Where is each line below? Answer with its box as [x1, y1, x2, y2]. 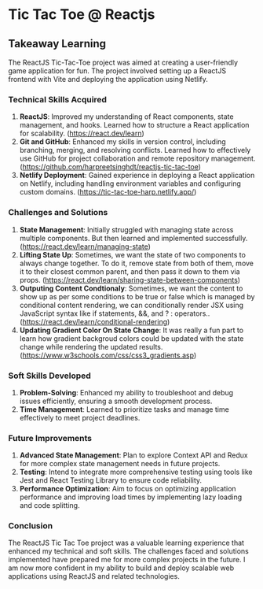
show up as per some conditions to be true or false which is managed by [19, 291, 255, 301]
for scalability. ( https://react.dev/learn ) [19, 128, 145, 139]
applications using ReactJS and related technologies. [8, 572, 181, 581]
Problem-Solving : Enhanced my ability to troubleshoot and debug [19, 387, 234, 397]
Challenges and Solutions [8, 207, 108, 218]
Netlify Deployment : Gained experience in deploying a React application [19, 171, 255, 180]
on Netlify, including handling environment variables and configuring [19, 179, 242, 188]
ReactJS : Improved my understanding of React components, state [19, 112, 234, 121]
